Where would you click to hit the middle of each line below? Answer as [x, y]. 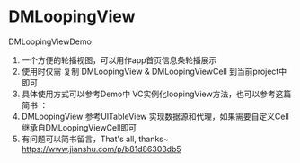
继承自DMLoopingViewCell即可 [79, 127]
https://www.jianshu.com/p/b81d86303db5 [101, 149]
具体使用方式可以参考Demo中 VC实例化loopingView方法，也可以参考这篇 [156, 94]
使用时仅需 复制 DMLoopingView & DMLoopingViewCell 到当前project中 [154, 71]
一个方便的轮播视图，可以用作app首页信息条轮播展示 [119, 59]
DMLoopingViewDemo [50, 41]
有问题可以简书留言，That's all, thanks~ [95, 139]
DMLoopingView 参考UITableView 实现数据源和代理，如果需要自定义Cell [155, 116]
